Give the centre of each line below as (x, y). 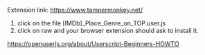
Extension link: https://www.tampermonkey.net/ (75, 10)
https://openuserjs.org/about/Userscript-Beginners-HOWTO (93, 44)
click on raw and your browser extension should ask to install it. (108, 31)
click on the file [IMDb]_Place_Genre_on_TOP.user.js (91, 23)
